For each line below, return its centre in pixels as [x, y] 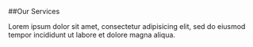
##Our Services [34, 11]
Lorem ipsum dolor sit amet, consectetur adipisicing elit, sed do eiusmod [127, 26]
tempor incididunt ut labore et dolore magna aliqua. [92, 35]
